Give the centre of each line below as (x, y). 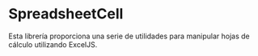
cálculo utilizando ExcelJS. (53, 44)
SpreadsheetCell (66, 14)
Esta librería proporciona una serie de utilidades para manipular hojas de (129, 36)
